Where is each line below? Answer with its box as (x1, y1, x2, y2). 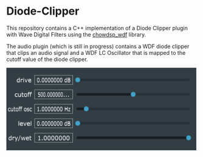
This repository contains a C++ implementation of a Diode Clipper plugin (6, 24, 188, 32)
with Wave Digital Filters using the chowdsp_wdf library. (6, 30, 146, 38)
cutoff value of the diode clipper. (6, 55, 88, 63)
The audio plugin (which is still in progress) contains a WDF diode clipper (6, 43, 190, 50)
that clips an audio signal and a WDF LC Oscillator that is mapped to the (6, 49, 186, 56)
